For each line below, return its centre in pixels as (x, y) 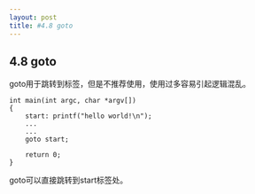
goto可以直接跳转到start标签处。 (69, 180)
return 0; (43, 155)
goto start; (47, 140)
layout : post (33, 17)
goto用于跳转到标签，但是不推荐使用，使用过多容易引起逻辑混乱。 (130, 84)
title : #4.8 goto (41, 26)
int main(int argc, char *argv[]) (73, 101)
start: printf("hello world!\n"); (89, 116)
